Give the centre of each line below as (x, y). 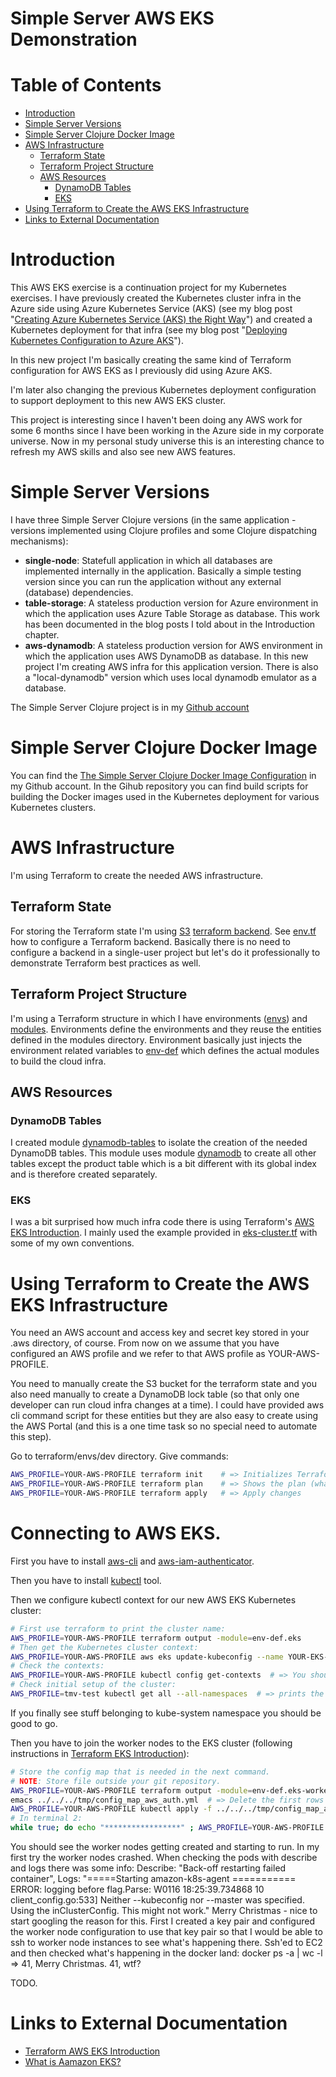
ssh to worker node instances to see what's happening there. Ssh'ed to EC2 (166, 1943)
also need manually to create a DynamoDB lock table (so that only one (155, 1394)
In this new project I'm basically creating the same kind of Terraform (151, 360)
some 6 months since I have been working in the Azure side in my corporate (167, 431)
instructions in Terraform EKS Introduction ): (100, 1753)
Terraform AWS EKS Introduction (92, 2051)
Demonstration (74, 39)
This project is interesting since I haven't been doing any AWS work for (156, 420)
